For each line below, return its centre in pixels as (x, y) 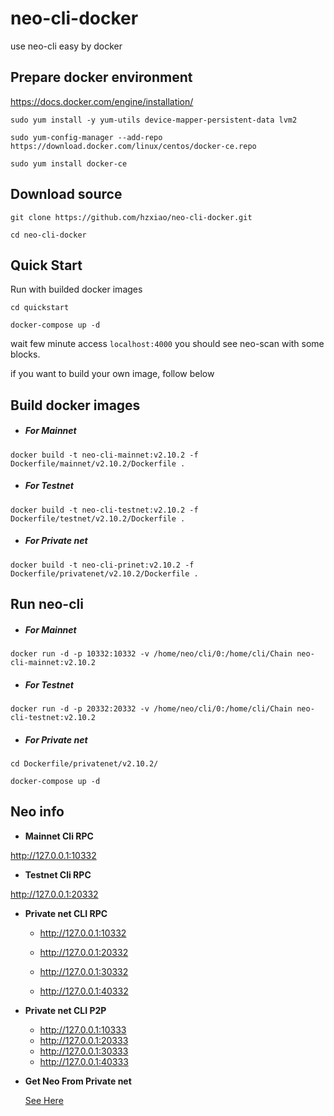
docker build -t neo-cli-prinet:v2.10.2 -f (102, 565)
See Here (44, 1100)
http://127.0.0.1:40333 (84, 1061)
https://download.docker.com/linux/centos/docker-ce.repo (133, 146)
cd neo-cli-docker (48, 235)
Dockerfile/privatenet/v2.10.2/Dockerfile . (104, 573)
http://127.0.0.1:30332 (84, 971)
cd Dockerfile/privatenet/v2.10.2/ (84, 763)
